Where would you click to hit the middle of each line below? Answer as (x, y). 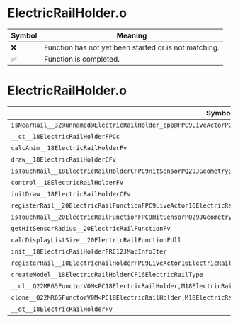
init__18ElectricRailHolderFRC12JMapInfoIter (89, 251)
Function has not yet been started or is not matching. (131, 47)
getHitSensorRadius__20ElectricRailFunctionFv (91, 228)
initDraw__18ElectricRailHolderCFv (71, 194)
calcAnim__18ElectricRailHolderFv (69, 148)
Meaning (132, 35)
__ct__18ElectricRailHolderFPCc (66, 136)
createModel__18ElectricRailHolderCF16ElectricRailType (107, 274)
